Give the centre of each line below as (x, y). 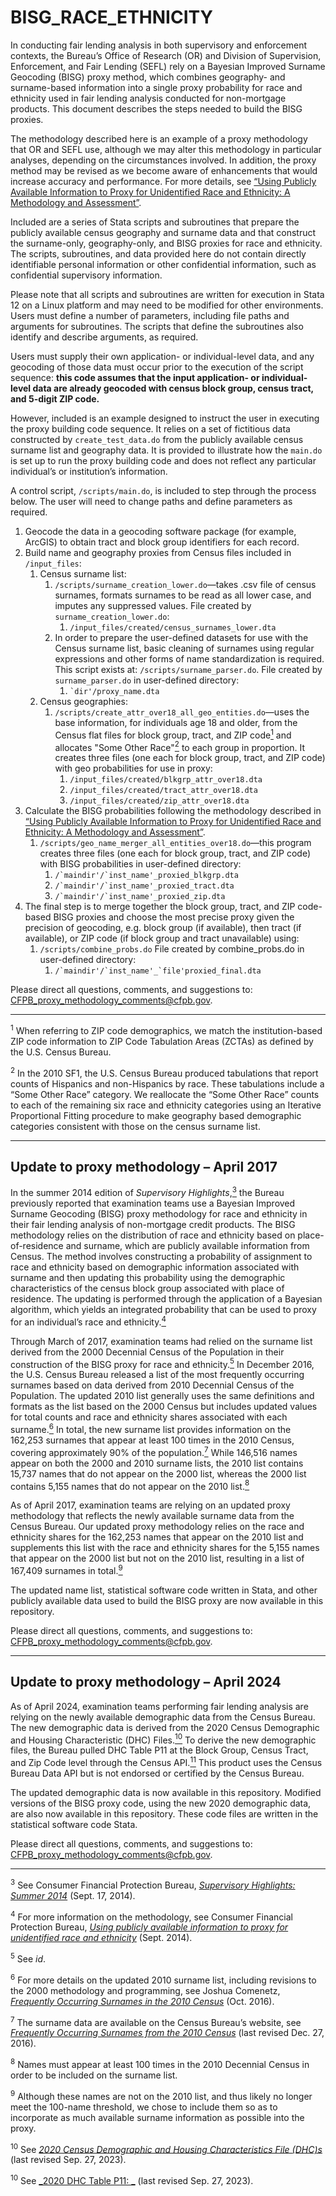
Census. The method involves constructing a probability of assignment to (161, 1257)
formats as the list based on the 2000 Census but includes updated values (164, 1407)
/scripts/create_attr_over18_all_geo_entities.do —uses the (182, 712)
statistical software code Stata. (74, 1825)
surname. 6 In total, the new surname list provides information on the (151, 1428)
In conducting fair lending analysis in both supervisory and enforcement (158, 45)
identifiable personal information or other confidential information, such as (163, 264)
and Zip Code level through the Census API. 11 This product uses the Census (166, 1762)
